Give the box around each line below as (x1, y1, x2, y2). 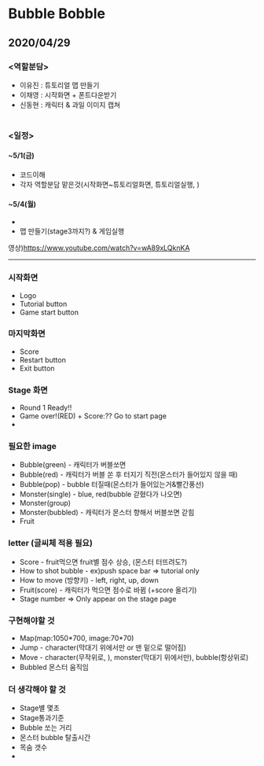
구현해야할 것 (8, 615, 55, 626)
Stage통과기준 (19, 713, 64, 723)
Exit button (19, 363, 55, 373)
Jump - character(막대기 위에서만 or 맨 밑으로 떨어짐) (19, 643, 187, 652)
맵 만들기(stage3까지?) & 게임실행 (19, 226, 125, 236)
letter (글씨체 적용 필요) (8, 538, 93, 549)
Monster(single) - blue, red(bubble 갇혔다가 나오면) (19, 489, 182, 499)
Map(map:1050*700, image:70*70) (19, 633, 134, 643)
